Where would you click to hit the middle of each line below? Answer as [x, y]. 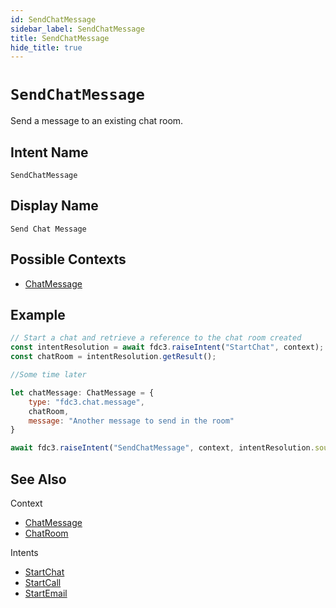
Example [38, 315]
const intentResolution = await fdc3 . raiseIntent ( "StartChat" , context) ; [167, 347]
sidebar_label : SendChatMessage [77, 29]
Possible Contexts [68, 259]
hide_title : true [46, 47]
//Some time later [48, 375]
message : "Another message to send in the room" [131, 421]
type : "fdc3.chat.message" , [86, 402]
